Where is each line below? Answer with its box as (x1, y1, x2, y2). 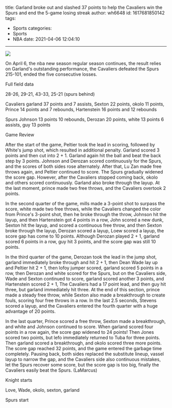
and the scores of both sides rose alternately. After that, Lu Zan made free (5, 163, 162, 169)
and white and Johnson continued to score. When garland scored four (5, 324, 154, 330)
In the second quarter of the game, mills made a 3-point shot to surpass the (5, 201, 165, 206)
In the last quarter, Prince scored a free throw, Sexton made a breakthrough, (5, 318, 166, 324)
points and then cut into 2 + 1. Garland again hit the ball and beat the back (5, 153, 161, 158)
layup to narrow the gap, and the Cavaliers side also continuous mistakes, (5, 356, 161, 362)
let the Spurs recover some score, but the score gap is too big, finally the (5, 362, 159, 368)
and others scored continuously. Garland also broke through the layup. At (5, 180, 160, 186)
